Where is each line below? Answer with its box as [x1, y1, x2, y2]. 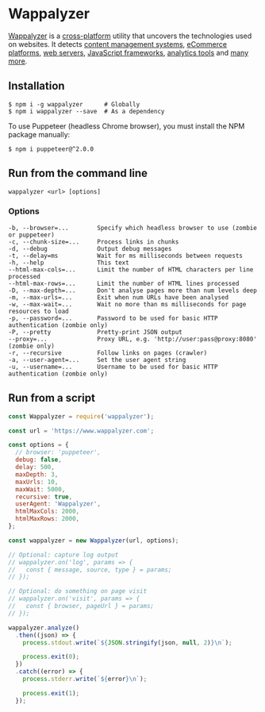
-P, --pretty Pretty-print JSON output [8, 328, 182, 336]
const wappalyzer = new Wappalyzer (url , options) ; [8, 537, 179, 545]
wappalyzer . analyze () [8, 624, 80, 632]
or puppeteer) [8, 231, 56, 239]
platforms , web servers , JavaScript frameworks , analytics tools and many [8, 48, 248, 57]
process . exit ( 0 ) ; [22, 652, 80, 661]
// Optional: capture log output [8, 551, 119, 559]
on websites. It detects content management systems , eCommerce [8, 39, 228, 48]
